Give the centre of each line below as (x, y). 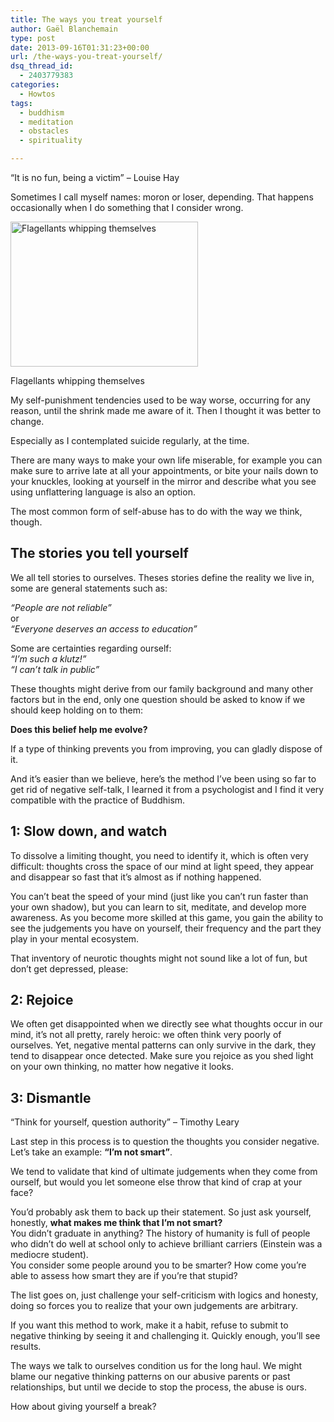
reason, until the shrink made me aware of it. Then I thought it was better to (166, 410)
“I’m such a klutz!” (48, 658)
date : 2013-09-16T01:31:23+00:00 (80, 47)
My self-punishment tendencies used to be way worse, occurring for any (160, 400)
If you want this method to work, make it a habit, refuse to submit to (149, 1325)
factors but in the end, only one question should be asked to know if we (158, 699)
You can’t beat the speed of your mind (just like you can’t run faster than (159, 896)
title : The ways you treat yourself (86, 19)
